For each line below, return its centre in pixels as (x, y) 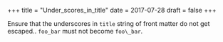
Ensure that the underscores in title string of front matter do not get (109, 23)
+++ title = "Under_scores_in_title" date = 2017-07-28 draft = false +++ (112, 10)
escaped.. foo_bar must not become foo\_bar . (75, 31)
